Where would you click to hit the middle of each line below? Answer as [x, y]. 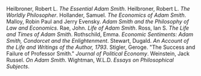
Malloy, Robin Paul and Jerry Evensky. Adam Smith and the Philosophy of [97, 21]
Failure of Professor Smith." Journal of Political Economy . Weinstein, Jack [98, 53]
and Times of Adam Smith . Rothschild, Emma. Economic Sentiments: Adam [100, 34]
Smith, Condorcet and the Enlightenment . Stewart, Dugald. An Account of [97, 41]
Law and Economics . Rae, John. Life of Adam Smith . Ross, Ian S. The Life [98, 28]
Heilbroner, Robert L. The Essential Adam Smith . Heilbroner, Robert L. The [98, 9]
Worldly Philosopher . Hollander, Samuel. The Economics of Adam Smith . [96, 15]
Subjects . [18, 66]
